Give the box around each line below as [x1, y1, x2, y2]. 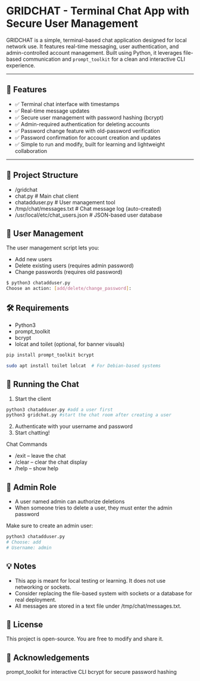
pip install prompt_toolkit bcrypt [6, 352, 95, 358]
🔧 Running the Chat [6, 379, 79, 389]
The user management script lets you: [6, 244, 99, 251]
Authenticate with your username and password [14, 423, 133, 430]
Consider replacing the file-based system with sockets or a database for [14, 589, 192, 596]
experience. [6, 61, 36, 69]
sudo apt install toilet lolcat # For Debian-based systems [6, 363, 161, 368]
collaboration [14, 147, 48, 154]
